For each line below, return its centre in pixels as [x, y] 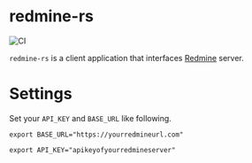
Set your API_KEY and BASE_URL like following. [91, 118]
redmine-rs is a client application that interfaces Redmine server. [127, 58]
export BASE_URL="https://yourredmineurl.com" [96, 135]
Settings [41, 94]
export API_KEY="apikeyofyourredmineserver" [92, 150]
